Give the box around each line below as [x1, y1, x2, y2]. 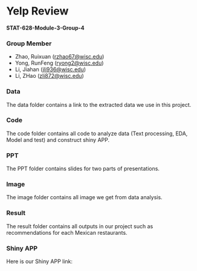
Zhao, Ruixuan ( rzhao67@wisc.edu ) [15, 53, 105, 60]
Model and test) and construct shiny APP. [6, 136, 110, 143]
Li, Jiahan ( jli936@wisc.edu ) [15, 66, 86, 73]
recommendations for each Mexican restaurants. [6, 229, 128, 236]
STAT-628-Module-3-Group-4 [6, 24, 85, 31]
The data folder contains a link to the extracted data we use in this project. [6, 101, 192, 108]
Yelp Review [6, 4, 69, 18]
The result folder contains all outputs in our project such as [6, 222, 153, 230]
